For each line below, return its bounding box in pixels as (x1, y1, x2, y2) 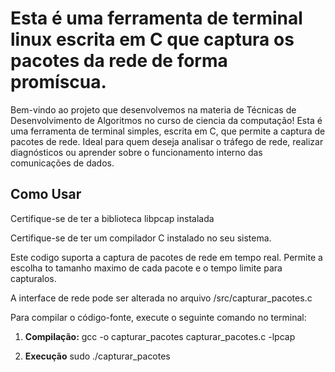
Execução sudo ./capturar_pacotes (24, 350, 171, 362)
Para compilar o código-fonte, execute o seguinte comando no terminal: (10, 311, 307, 323)
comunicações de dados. (10, 157, 115, 169)
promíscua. (10, 71, 107, 94)
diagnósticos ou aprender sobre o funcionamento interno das (10, 146, 263, 158)
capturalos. (10, 272, 57, 284)
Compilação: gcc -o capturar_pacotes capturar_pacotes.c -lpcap (24, 330, 296, 342)
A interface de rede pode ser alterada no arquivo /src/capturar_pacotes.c (10, 292, 313, 304)
